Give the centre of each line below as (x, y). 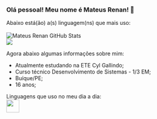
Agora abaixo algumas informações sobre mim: (65, 53)
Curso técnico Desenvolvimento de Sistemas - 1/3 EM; (83, 72)
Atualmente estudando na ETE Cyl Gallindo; (69, 66)
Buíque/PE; (29, 78)
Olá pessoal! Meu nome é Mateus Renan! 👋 (70, 10)
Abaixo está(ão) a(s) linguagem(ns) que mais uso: (68, 23)
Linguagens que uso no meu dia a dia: (54, 97)
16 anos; (25, 85)
